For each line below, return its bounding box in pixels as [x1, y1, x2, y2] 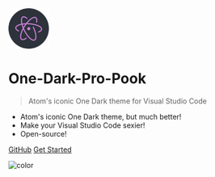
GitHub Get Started [8, 145, 72, 154]
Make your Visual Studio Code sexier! [19, 120, 145, 130]
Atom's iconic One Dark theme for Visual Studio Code [27, 96, 208, 106]
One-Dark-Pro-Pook [8, 70, 147, 88]
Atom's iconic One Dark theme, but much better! [19, 112, 182, 121]
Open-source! [19, 129, 67, 138]
